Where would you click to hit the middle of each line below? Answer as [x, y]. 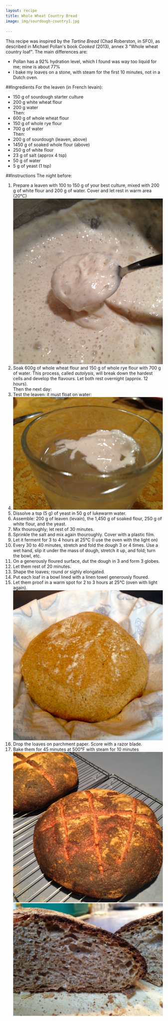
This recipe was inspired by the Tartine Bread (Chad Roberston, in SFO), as [83, 41]
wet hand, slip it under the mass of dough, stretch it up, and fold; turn [84, 551]
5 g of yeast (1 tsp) [32, 166]
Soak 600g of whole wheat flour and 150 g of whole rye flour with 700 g [87, 368]
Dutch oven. [25, 78]
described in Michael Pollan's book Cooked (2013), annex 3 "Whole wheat [82, 47]
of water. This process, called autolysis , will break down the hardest [83, 373]
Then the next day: [32, 389]
